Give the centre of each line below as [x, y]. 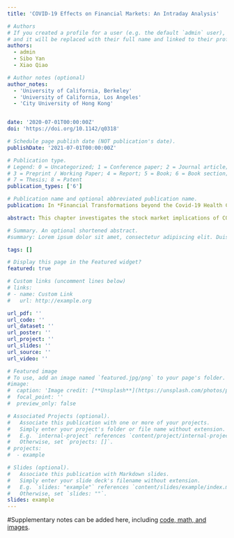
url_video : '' [28, 359]
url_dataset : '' [31, 326]
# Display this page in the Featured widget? [74, 262]
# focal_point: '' [36, 397]
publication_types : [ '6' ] [45, 186]
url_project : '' [31, 339]
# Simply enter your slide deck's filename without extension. [104, 481]
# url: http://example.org [49, 300]
